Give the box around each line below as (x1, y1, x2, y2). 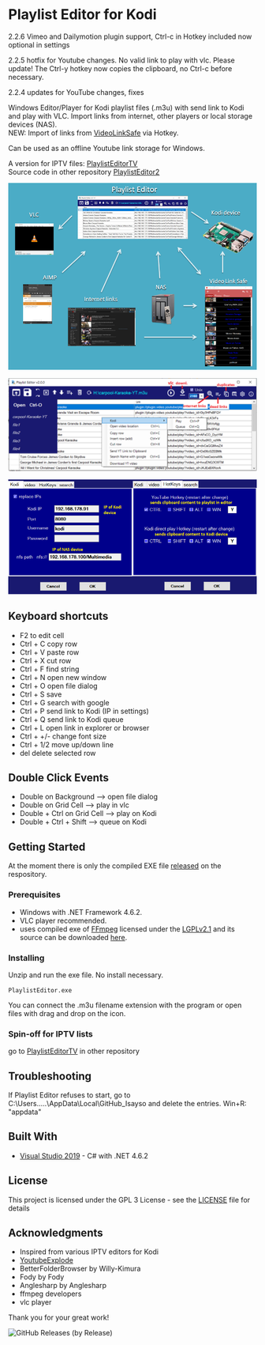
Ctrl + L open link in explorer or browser (19, 723, 150, 732)
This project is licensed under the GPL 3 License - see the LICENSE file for (8, 1195, 251, 1204)
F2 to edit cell (19, 630, 65, 640)
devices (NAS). (8, 119, 58, 129)
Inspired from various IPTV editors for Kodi (19, 1247, 159, 1256)
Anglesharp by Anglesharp (19, 1281, 107, 1290)
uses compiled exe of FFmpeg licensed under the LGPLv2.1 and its (19, 924, 235, 934)
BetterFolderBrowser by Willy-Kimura (19, 1264, 141, 1274)
